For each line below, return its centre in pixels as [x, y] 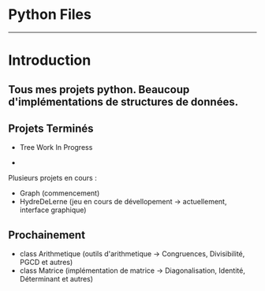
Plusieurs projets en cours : [52, 178]
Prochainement [47, 235]
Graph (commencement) [60, 193]
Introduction [50, 60]
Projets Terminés [51, 128]
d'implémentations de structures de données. [123, 101]
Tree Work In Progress [56, 147]
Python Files [50, 15]
